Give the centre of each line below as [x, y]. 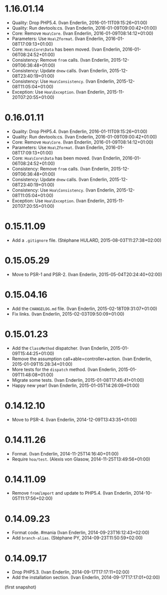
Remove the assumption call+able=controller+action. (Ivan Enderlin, [82, 359]
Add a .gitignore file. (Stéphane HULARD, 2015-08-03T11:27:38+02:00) [87, 240]
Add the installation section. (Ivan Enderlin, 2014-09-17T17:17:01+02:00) [86, 577]
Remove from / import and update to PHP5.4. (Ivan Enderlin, [72, 493]
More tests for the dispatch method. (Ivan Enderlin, [64, 369]
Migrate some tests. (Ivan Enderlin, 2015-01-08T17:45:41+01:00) [78, 380]
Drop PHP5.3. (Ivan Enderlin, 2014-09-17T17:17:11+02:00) [71, 572]
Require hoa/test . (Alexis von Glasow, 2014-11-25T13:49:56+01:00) [81, 459]
